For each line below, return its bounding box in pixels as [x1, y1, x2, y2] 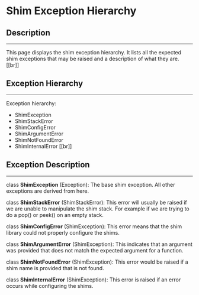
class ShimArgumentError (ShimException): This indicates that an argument [6, 241, 192, 248]
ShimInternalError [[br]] [14, 142, 72, 150]
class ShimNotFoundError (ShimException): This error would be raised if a [6, 258, 188, 265]
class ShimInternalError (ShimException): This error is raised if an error [6, 276, 181, 283]
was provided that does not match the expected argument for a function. [6, 247, 184, 254]
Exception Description [6, 160, 90, 170]
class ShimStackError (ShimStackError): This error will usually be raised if [6, 199, 188, 206]
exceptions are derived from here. [6, 187, 89, 194]
